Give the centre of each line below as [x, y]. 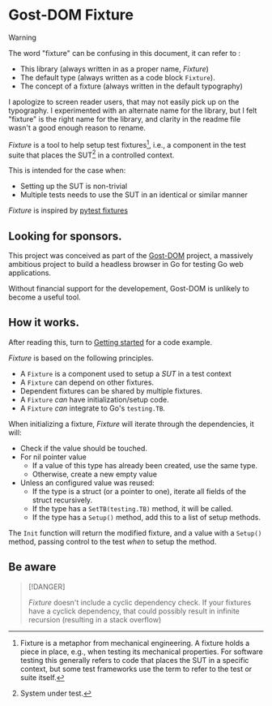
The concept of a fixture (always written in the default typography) [131, 86]
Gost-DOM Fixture [71, 15]
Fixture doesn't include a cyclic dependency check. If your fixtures [140, 602]
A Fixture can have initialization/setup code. [94, 399]
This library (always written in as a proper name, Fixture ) [114, 69]
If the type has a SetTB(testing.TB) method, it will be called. [132, 508]
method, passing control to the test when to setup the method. [113, 541]
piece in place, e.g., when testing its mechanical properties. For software [141, 652]
